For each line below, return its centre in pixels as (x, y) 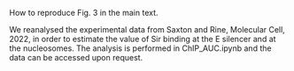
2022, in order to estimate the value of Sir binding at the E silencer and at (143, 39)
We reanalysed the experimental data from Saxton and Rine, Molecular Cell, (147, 29)
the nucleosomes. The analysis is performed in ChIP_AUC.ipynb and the (140, 48)
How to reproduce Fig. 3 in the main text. (84, 13)
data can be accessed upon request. (76, 57)
